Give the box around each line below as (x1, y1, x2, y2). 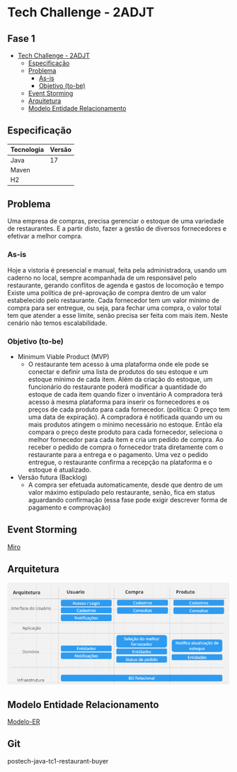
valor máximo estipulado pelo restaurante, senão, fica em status (28, 487, 216, 497)
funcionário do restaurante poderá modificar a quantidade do (28, 382, 207, 391)
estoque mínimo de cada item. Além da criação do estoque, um (28, 375, 213, 383)
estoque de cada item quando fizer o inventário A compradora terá (28, 390, 223, 398)
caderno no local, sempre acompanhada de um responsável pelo (7, 273, 197, 282)
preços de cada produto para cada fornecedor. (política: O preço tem (28, 405, 230, 414)
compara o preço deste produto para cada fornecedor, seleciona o (28, 427, 223, 436)
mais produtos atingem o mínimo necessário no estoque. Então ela (28, 420, 223, 429)
